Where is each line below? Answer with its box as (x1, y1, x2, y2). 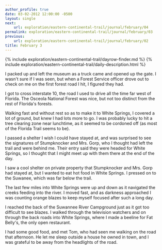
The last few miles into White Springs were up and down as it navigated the (5, 184, 156, 190)
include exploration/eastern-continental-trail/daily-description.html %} (5, 61, 146, 67)
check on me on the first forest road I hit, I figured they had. (5, 81, 125, 87)
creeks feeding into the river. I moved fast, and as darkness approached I (5, 190, 151, 195)
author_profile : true (5, 7, 49, 12)
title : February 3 (5, 43, 42, 48)
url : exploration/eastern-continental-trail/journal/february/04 (14, 25, 149, 30)
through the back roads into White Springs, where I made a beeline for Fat (5, 214, 153, 220)
